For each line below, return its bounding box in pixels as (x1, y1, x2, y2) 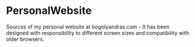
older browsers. (6, 35, 45, 42)
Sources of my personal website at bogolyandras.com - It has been (6, 23, 170, 30)
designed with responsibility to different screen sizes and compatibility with (6, 29, 190, 36)
